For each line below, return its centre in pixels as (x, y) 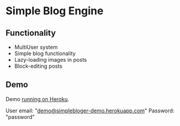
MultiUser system (36, 47)
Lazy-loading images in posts (51, 60)
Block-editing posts (38, 66)
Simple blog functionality (45, 53)
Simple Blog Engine (55, 11)
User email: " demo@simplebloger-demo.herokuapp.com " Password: (90, 111)
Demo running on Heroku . (37, 99)
